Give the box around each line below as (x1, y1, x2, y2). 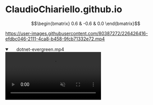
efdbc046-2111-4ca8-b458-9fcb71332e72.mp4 (5, 36, 105, 42)
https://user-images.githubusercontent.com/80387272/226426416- (5, 30, 148, 36)
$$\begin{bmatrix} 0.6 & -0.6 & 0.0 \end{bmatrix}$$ (31, 20, 141, 27)
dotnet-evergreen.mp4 (16, 46, 65, 52)
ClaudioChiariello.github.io (5, 4, 122, 15)
